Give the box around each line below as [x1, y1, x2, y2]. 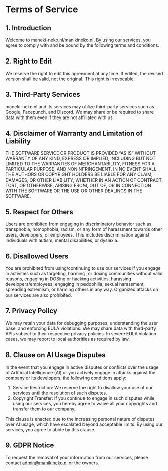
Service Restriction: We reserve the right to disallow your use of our [12, 384, 153, 390]
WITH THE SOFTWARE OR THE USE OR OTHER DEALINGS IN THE [5, 188, 142, 194]
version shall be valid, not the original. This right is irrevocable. [5, 76, 135, 82]
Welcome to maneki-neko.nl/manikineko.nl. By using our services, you [5, 37, 151, 43]
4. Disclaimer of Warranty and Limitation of [5, 129, 143, 138]
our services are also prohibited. [5, 292, 72, 298]
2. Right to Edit [5, 57, 52, 66]
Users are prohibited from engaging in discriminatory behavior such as [5, 221, 152, 227]
